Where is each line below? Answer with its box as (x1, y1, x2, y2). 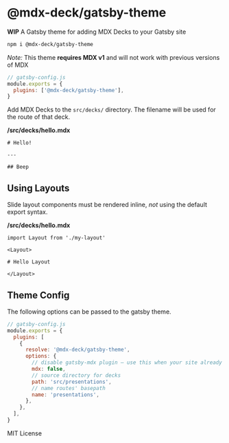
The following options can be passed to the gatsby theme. (7, 307, 171, 316)
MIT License (7, 429, 43, 437)
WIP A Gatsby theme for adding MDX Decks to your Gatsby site (7, 28, 186, 36)
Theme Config (7, 289, 70, 301)
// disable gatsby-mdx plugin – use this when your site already (32, 359, 223, 366)
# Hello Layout (7, 259, 51, 266)
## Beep (7, 164, 29, 171)
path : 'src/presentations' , (32, 378, 112, 385)
